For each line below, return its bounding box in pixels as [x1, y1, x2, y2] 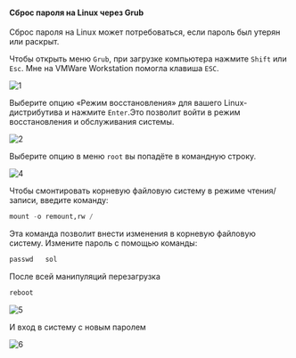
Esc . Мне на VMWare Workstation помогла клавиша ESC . [9, 63, 220, 74]
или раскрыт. [9, 37, 60, 47]
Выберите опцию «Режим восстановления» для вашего [9, 98, 223, 109]
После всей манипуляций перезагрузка [9, 271, 160, 281]
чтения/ [246, 185, 276, 196]
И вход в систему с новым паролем [9, 321, 147, 332]
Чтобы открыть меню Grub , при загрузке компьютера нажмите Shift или [9, 53, 287, 64]
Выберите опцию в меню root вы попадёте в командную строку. [9, 151, 257, 162]
